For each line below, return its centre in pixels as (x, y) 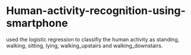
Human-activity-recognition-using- (96, 11)
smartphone (37, 23)
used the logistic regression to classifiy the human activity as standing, (93, 39)
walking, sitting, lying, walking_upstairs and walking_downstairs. (85, 46)
